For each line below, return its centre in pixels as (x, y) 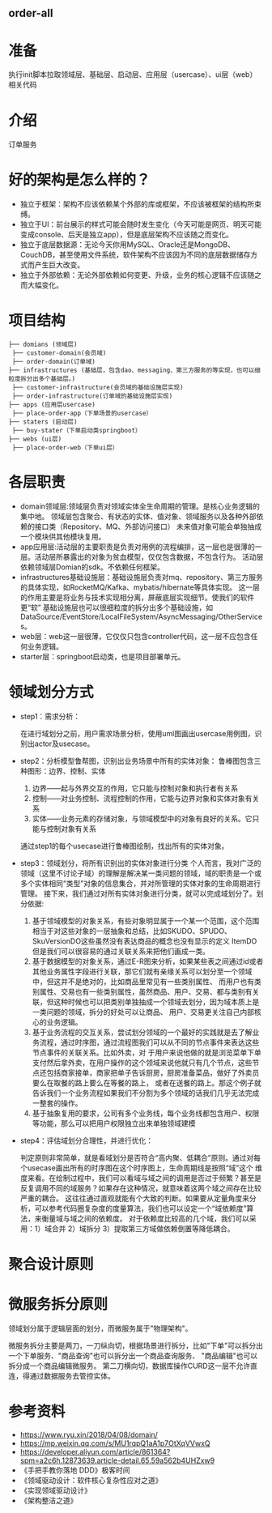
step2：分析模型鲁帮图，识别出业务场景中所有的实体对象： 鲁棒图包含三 (140, 761)
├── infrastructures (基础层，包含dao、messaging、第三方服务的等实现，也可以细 (134, 371)
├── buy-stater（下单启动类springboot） (76, 431)
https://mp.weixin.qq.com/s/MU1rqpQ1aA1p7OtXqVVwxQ (115, 1443)
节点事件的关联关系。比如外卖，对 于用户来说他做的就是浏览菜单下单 (147, 1053)
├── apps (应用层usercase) (52, 405)
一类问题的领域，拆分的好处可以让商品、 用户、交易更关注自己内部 (143, 1012)
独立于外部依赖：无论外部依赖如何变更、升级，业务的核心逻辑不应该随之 (140, 275)
